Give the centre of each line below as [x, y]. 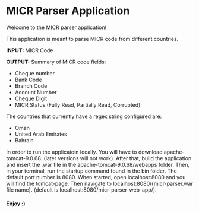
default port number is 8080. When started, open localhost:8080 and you [96, 177]
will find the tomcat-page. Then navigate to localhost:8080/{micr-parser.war [99, 183]
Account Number [36, 92]
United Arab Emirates [41, 134]
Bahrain [24, 140]
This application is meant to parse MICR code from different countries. [92, 39]
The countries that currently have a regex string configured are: [84, 116]
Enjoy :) [16, 204]
